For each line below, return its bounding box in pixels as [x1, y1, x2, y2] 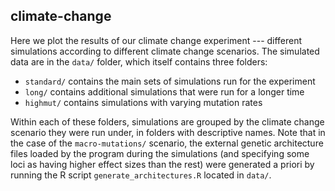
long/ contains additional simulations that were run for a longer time [24, 85, 305, 98]
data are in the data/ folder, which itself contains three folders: [10, 55, 268, 68]
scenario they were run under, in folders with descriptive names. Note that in [10, 126, 326, 138]
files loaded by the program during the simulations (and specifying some [10, 147, 310, 159]
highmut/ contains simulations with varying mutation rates [24, 96, 263, 108]
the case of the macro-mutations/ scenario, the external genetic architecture [10, 137, 324, 149]
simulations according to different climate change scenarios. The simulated [10, 45, 320, 57]
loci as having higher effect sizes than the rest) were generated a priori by [10, 158, 315, 170]
